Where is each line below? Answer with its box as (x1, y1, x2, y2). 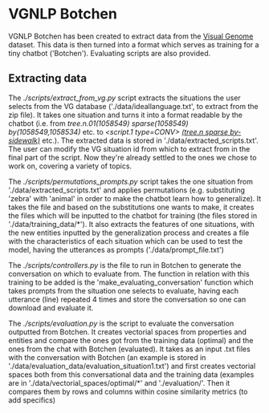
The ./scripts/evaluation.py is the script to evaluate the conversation (8, 318, 234, 328)
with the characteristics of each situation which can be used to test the (8, 236, 243, 245)
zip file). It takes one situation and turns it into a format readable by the (8, 110, 243, 119)
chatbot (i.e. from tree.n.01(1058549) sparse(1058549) (8, 118, 189, 128)
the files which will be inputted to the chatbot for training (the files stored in (8, 210, 258, 221)
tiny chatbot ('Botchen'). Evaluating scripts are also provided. (8, 48, 211, 58)
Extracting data (8, 71, 87, 85)
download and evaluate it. (8, 302, 94, 313)
